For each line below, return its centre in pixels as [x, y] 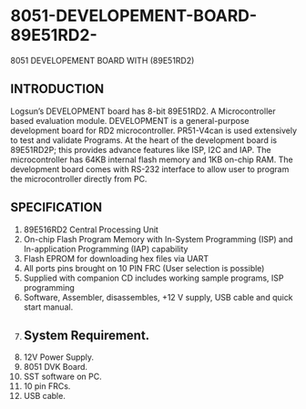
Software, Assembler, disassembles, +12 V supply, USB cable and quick [158, 297]
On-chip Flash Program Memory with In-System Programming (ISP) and [158, 239]
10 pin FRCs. [47, 386]
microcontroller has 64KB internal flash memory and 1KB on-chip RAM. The [152, 159]
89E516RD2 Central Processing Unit [91, 230]
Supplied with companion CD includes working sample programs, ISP [154, 278]
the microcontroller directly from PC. [79, 179]
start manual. [48, 307]
